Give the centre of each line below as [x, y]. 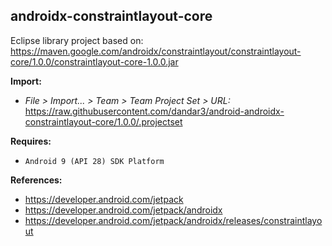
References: [36, 180]
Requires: [31, 141]
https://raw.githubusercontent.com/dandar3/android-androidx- [154, 111]
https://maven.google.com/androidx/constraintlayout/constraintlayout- [156, 51]
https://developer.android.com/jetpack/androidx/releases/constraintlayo [173, 220]
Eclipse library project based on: [77, 40]
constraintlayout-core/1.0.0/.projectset [103, 121]
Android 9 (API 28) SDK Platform [94, 161]
